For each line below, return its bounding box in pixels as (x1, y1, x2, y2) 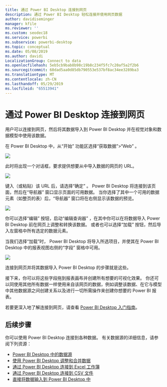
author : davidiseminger (5, 16, 55, 21)
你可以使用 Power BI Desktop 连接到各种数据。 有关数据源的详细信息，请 (5, 335, 154, 341)
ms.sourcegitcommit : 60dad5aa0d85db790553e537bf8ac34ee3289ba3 (5, 68, 139, 73)
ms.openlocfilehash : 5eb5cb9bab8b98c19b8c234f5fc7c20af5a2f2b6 (5, 63, 139, 68)
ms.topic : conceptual (5, 44, 50, 49)
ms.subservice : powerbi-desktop (5, 40, 72, 45)
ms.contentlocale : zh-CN (5, 77, 57, 82)
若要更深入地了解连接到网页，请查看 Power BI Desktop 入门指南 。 (5, 304, 140, 310)
